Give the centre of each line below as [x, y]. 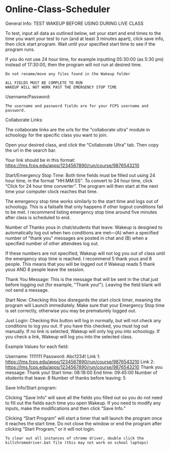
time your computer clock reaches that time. [52, 191]
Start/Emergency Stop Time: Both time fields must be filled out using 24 [80, 175]
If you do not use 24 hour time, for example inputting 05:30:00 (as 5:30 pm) [84, 59]
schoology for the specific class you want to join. [57, 135]
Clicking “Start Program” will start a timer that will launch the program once [84, 418]
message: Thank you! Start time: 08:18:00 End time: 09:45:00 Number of [81, 372]
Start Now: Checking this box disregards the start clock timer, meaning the [83, 300]
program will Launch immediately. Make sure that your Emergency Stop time [85, 305]
